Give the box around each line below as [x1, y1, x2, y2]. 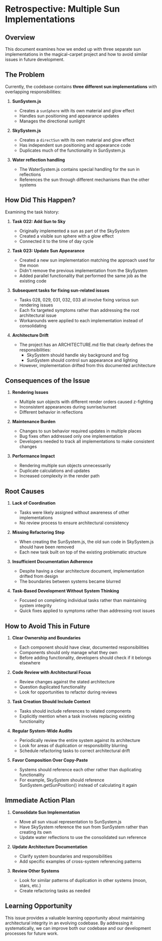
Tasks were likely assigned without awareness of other [19, 510, 130, 515]
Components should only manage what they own [19, 650, 118, 655]
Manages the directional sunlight [19, 118, 85, 124]
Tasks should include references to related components [19, 708, 131, 714]
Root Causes [5, 487, 45, 495]
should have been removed [19, 544, 74, 550]
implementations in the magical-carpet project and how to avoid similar [5, 51, 147, 57]
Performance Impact [12, 453, 55, 459]
